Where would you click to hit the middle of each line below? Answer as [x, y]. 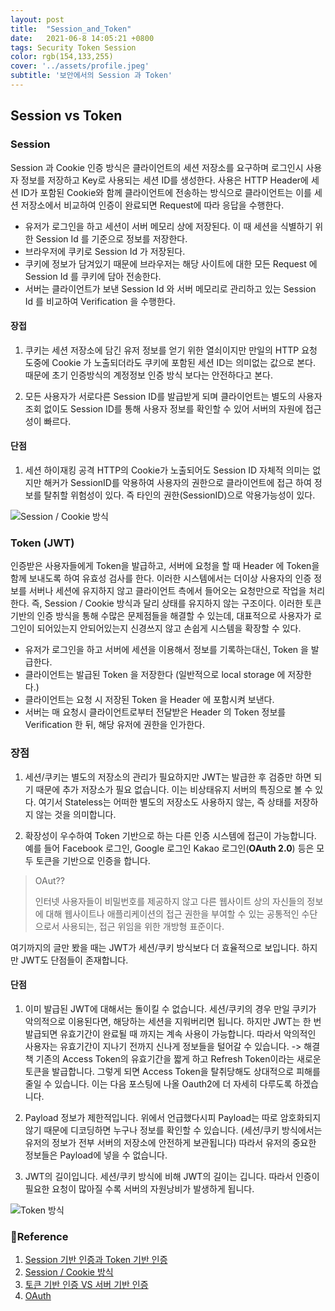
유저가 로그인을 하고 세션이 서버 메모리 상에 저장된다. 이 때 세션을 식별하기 [168, 226]
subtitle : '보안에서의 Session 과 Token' [91, 76]
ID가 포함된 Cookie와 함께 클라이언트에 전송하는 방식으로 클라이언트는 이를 [166, 192]
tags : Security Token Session [73, 47]
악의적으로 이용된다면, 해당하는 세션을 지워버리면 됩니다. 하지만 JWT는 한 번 [173, 1021]
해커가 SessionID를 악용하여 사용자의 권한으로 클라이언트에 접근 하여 [177, 482]
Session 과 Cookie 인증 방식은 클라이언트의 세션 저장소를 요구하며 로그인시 [157, 167]
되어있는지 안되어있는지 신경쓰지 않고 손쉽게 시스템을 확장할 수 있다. [169, 628]
